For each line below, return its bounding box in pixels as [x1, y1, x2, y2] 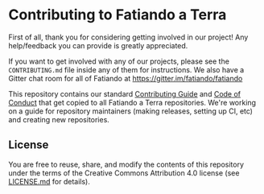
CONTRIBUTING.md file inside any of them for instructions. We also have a [8, 64, 245, 74]
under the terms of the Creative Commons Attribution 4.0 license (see [8, 167, 240, 178]
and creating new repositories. [8, 114, 110, 124]
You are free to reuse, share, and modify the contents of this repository [8, 159, 244, 169]
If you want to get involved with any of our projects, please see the [8, 56, 229, 66]
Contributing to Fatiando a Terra [8, 6, 227, 24]
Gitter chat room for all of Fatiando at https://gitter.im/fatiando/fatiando [8, 73, 243, 83]
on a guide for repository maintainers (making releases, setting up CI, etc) [8, 106, 254, 116]
